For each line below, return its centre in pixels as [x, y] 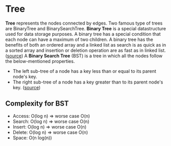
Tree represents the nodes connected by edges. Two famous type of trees [84, 23]
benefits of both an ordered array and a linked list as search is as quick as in [86, 45]
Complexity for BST [37, 104]
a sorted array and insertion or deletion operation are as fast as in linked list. [86, 50]
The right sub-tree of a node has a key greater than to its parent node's [88, 82]
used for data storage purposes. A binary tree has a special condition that [83, 34]
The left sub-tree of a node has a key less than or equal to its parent [84, 71]
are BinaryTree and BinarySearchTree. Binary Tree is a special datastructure [86, 28]
